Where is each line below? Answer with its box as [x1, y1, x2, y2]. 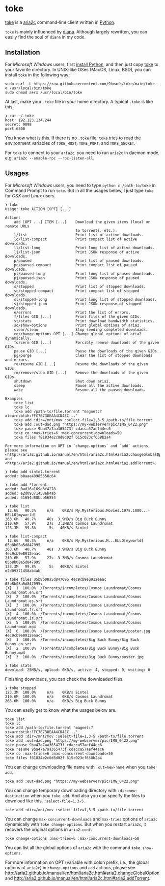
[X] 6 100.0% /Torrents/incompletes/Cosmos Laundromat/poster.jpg [5, 629, 151, 633]
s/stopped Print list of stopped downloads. [14, 284, 146, 289]
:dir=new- [117, 788, 137, 793]
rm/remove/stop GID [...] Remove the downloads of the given [14, 370, 148, 375]
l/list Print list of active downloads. [14, 232, 144, 237]
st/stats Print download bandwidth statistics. [14, 318, 155, 323]
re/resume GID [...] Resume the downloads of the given [14, 361, 148, 367]
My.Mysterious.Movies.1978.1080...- [75, 508, 151, 513]
